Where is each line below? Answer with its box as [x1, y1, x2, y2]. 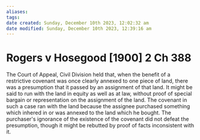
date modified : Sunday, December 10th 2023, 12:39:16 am [6, 25, 152, 32]
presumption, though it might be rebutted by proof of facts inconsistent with [6, 122, 194, 129]
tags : [6, 14, 20, 20]
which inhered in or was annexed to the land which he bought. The [6, 109, 171, 117]
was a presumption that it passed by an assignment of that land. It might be [6, 84, 193, 91]
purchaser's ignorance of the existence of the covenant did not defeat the [6, 115, 189, 123]
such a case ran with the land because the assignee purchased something [6, 103, 190, 110]
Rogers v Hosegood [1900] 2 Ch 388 [6, 51, 192, 65]
